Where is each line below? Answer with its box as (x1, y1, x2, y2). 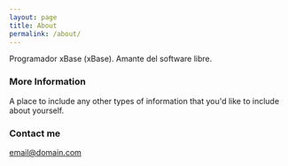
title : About (9, 21, 58, 30)
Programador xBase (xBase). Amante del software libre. (9, 54, 213, 64)
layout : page (9, 12, 58, 22)
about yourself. (9, 105, 65, 116)
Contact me (9, 127, 61, 140)
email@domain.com (9, 147, 82, 157)
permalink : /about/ (9, 29, 82, 38)
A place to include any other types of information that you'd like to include (9, 95, 280, 106)
